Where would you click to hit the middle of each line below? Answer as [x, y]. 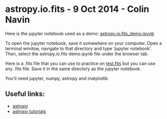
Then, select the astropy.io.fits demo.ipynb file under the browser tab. [77, 54]
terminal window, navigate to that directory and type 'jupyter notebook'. [79, 48]
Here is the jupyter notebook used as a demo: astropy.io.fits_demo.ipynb [80, 33]
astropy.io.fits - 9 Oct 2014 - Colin [77, 9]
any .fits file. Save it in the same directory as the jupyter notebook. [73, 69]
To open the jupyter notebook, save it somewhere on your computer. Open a [83, 43]
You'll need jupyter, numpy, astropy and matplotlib [57, 78]
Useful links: [25, 94]
